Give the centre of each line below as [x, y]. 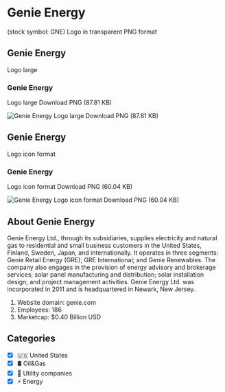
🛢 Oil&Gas [31, 363]
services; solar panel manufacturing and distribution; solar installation [106, 274]
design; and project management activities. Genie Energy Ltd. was [100, 281]
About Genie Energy [51, 221]
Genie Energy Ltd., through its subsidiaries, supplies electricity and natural [112, 238]
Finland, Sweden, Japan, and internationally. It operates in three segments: [113, 253]
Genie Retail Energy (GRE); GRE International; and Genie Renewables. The [111, 260]
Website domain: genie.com [56, 302]
